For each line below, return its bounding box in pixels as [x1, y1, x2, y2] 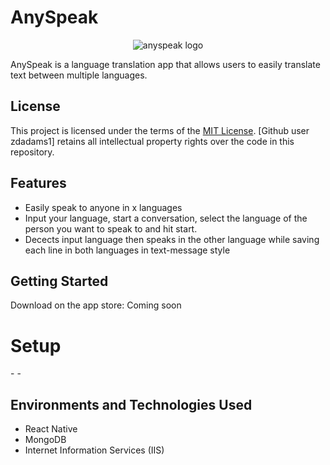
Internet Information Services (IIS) [24, 444, 165, 456]
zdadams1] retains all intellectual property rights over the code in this [10, 135, 295, 147]
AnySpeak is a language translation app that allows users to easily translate [10, 58, 321, 70]
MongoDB [24, 434, 67, 446]
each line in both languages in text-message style [24, 244, 231, 256]
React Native [24, 423, 78, 435]
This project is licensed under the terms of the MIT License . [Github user [10, 124, 310, 136]
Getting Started [10, 272, 109, 290]
